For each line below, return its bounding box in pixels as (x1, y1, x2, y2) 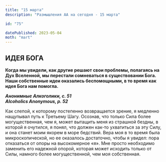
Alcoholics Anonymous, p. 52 (5, 98, 68, 104)
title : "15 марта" (5, 7, 44, 13)
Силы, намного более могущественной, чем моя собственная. (5, 151, 141, 157)
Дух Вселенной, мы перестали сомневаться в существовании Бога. (5, 72, 156, 78)
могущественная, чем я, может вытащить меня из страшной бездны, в (5, 119, 158, 125)
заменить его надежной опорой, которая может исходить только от (5, 145, 152, 151)
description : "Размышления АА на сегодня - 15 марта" (5, 12, 121, 17)
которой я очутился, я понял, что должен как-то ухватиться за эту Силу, (5, 124, 162, 130)
